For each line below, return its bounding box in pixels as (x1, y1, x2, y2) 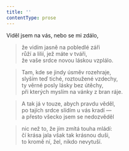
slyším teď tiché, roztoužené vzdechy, (21, 75, 118, 82)
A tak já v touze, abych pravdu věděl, (21, 99, 115, 107)
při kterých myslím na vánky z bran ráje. (21, 88, 123, 95)
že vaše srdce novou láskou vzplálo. (21, 56, 114, 64)
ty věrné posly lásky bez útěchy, (21, 81, 104, 89)
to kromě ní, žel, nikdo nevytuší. (21, 137, 103, 145)
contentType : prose (6, 15, 57, 21)
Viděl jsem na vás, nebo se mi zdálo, (6, 31, 99, 39)
